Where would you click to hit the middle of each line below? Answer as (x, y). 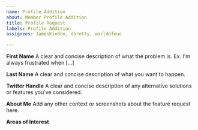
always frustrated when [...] (40, 63)
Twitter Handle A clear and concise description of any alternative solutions (99, 86)
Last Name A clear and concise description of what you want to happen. (96, 74)
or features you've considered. (44, 92)
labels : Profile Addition (38, 28)
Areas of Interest (28, 122)
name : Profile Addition (36, 12)
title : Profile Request (36, 23)
